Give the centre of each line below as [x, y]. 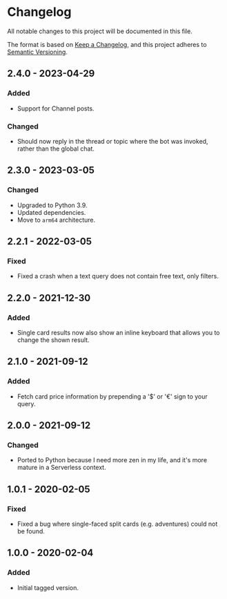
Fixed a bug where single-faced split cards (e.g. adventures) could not [117, 524]
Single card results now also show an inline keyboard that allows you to [118, 332]
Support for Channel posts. [56, 108]
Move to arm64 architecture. [56, 220]
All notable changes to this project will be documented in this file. [100, 31]
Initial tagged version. [48, 587]
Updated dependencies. [51, 212]
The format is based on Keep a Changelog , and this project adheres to [107, 44]
